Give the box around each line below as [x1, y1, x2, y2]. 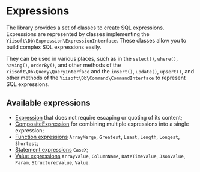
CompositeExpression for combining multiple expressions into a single [14, 120, 189, 127]
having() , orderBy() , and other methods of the [6, 61, 121, 69]
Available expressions [6, 98, 91, 108]
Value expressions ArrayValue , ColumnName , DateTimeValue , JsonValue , [14, 152, 186, 159]
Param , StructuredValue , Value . [14, 158, 90, 166]
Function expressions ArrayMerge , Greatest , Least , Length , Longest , [14, 133, 180, 140]
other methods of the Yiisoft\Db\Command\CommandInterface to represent [6, 74, 186, 81]
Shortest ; [14, 140, 39, 147]
